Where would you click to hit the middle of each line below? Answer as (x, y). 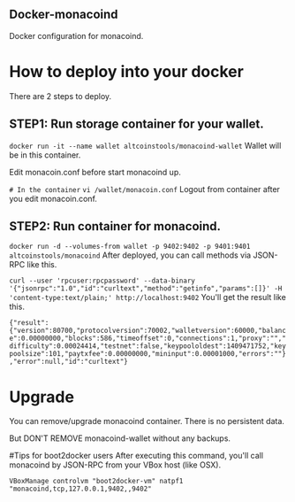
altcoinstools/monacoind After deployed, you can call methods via (130, 255)
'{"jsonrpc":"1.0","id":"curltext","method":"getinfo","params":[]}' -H (146, 289)
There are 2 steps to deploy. (61, 96)
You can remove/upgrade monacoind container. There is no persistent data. (147, 421)
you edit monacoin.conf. (53, 198)
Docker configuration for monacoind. (76, 35)
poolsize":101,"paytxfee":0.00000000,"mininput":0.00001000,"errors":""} (148, 354)
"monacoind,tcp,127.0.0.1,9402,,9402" (80, 489)
